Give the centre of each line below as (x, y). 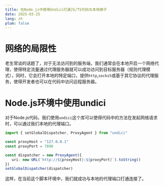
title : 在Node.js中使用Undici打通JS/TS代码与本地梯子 (56, 10)
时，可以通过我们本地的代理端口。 (39, 124)
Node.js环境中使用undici (55, 103)
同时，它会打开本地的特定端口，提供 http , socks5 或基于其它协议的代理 (85, 76)
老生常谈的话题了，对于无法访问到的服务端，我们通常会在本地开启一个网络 (80, 63)
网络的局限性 (31, 49)
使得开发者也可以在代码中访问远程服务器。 (56, 82)
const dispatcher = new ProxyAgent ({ (43, 155)
